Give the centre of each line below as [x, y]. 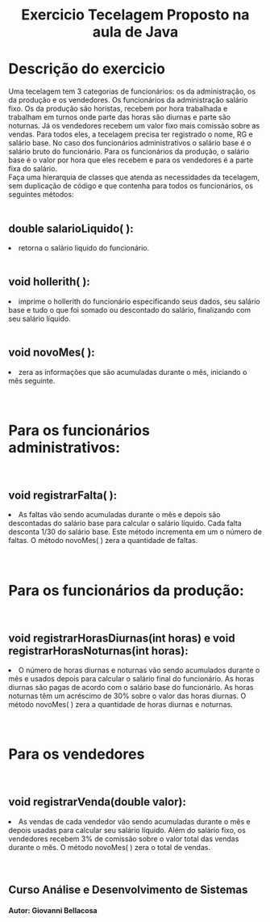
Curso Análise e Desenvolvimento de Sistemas [128, 890]
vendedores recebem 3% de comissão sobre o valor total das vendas [124, 839]
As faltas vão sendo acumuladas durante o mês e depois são [120, 515]
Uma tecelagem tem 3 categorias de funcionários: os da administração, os [132, 91]
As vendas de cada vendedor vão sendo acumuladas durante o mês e [135, 821]
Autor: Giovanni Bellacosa [53, 910]
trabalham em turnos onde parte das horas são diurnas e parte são [120, 117]
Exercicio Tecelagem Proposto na [135, 15]
